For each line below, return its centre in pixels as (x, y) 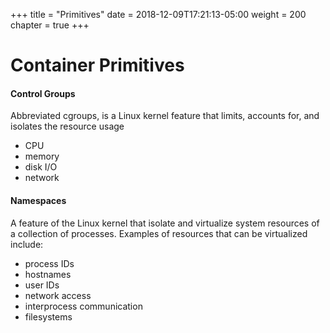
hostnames (48, 274)
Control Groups (43, 93)
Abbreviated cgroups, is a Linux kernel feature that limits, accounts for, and (165, 116)
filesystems (48, 316)
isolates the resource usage (67, 126)
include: (27, 244)
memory (42, 156)
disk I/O (41, 167)
